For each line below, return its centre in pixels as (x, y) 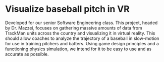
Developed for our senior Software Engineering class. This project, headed (81, 23)
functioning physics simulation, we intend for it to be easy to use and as (79, 49)
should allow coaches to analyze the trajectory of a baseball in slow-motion (82, 38)
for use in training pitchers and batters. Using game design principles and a (82, 43)
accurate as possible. (27, 54)
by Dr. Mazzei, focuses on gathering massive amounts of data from (74, 28)
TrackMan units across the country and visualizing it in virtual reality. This (80, 33)
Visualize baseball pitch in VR (67, 9)
